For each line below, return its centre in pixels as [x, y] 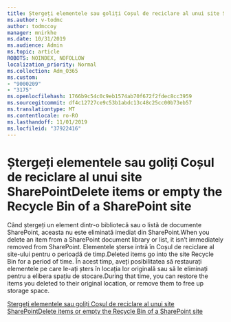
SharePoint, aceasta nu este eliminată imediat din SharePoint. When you [108, 232]
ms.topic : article [33, 52]
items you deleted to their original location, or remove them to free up [106, 284]
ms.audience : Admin [35, 45]
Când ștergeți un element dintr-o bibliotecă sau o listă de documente [104, 225]
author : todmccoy [32, 26]
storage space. [29, 291]
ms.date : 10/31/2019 [37, 39]
